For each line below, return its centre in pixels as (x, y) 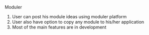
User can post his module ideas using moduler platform (69, 17)
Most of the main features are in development (59, 27)
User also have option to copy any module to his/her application (78, 22)
